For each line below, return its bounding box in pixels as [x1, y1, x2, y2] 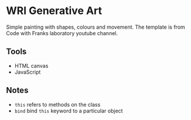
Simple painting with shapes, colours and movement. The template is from [6, 23, 186, 30]
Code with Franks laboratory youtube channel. [6, 29, 118, 36]
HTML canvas [14, 62, 49, 69]
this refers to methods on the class [14, 101, 101, 108]
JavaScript [14, 68, 41, 76]
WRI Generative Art [6, 4, 103, 18]
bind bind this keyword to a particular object [14, 107, 123, 114]
